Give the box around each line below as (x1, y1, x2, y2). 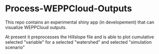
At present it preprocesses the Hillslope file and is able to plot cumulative (5, 34, 155, 40)
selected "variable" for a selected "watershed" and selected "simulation (5, 39, 152, 45)
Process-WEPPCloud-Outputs (5, 3, 132, 14)
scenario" (5, 44, 25, 50)
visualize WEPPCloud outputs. (5, 24, 67, 30)
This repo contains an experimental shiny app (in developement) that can (5, 19, 155, 25)
